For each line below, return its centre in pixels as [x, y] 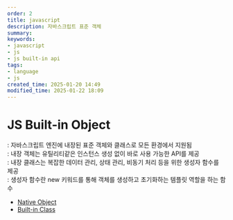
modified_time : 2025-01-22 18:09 [55, 91]
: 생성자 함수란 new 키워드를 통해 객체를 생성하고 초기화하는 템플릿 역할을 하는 [113, 180]
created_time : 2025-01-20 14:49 [54, 84]
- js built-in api [34, 59]
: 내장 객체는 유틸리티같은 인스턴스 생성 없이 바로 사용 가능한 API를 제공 [103, 154]
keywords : [21, 39]
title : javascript [34, 20]
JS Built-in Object [59, 125]
